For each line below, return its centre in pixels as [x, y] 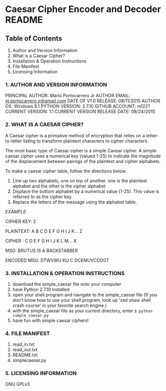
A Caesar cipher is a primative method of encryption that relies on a [75, 135]
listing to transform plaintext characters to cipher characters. [86, 141]
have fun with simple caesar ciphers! [50, 320]
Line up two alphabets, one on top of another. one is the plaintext [79, 180]
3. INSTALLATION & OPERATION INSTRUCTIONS [65, 273]
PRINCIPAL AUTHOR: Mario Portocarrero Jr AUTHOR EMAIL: [68, 96]
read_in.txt [24, 344]
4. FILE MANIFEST [28, 333]
